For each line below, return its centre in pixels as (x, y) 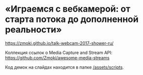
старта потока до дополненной (72, 19)
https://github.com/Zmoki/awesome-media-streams (57, 57)
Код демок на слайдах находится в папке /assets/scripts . (64, 67)
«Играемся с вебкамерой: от (68, 9)
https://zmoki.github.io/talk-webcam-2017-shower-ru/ (59, 43)
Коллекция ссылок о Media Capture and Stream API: (59, 53)
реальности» (33, 30)
